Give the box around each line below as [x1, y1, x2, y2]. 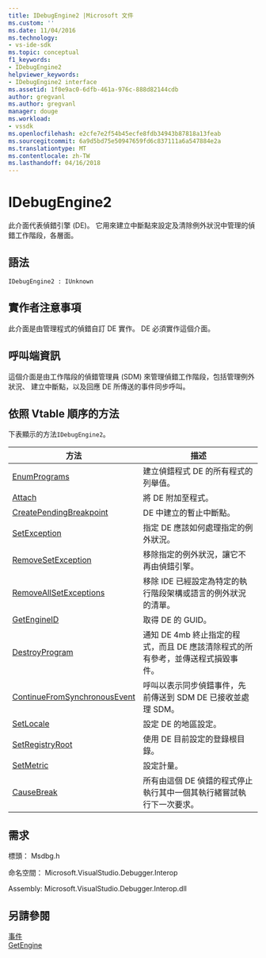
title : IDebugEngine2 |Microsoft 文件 [8, 11, 134, 20]
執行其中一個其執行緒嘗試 [142, 787, 239, 798]
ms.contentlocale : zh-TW [8, 152, 90, 160]
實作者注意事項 [8, 301, 82, 314]
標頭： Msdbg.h [8, 851, 61, 861]
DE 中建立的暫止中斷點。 [142, 507, 235, 518]
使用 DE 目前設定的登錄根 [142, 733, 237, 744]
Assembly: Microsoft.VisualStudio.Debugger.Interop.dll [8, 884, 188, 894]
